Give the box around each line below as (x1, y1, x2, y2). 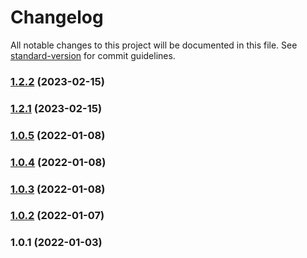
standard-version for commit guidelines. (10, 49, 176, 61)
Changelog (10, 6, 104, 29)
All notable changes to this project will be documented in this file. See (10, 39, 298, 51)
